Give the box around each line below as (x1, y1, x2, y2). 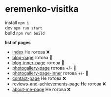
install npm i (5, 20, 29, 25)
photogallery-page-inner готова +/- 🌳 (12, 70, 89, 76)
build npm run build (5, 30, 45, 36)
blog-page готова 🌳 (12, 54, 53, 60)
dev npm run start (5, 24, 43, 30)
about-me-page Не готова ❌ (12, 86, 71, 92)
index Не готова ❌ (12, 49, 50, 55)
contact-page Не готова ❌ (12, 75, 66, 81)
